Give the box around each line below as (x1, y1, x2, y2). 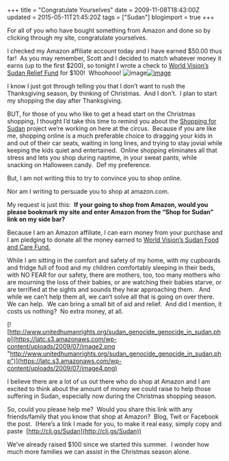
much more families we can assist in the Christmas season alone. (7, 448, 191, 456)
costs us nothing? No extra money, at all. (7, 308, 124, 315)
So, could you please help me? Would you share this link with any (7, 406, 193, 413)
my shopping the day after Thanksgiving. (7, 97, 123, 105)
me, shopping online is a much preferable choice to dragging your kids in (7, 132, 213, 140)
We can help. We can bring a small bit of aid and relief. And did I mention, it (7, 300, 222, 308)
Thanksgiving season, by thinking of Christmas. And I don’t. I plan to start (7, 89, 217, 97)
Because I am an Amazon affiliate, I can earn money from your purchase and (7, 229, 224, 236)
